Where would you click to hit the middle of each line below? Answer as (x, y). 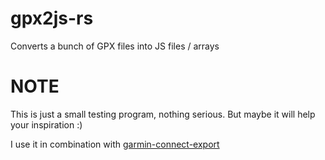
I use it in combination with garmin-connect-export (115, 144)
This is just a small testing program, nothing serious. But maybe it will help (163, 114)
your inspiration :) (46, 124)
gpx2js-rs (52, 18)
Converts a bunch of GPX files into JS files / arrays (115, 46)
